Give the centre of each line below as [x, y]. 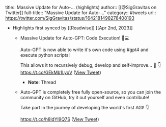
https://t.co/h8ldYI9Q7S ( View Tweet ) [60, 119]
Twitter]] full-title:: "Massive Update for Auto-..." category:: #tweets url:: [81, 13]
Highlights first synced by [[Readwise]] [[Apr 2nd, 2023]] [73, 28]
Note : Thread [42, 82]
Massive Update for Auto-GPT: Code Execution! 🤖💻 [75, 38]
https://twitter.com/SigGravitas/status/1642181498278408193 [70, 18]
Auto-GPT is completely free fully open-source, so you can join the [91, 92]
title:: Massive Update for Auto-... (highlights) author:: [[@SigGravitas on [81, 7]
